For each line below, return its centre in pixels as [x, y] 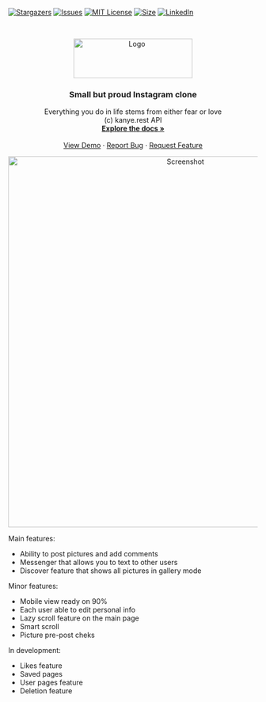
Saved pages [41, 674]
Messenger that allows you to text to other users [99, 563]
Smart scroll [39, 627]
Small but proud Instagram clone [133, 94]
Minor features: [33, 586]
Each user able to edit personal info [78, 610]
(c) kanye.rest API [133, 120]
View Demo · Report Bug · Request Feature [133, 146]
